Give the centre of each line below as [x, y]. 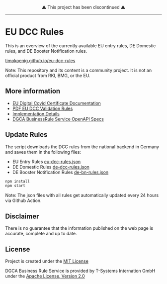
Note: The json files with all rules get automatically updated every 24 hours [82, 195]
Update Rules [26, 135]
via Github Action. [23, 200]
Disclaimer [22, 216]
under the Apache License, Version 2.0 [45, 276]
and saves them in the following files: [43, 152]
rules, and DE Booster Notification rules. [46, 51]
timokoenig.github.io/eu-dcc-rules [40, 60]
